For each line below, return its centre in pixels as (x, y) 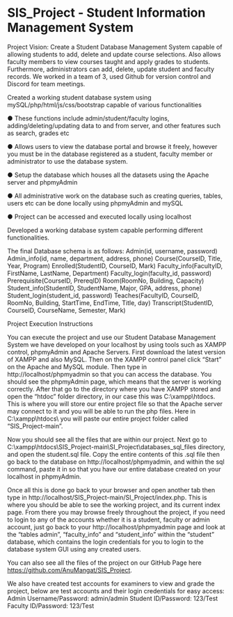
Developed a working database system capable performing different (105, 230)
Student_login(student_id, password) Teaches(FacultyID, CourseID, (103, 295)
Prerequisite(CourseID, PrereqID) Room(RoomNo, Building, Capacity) (106, 281)
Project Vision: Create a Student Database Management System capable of (115, 47)
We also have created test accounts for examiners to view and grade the (111, 584)
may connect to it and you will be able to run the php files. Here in (102, 411)
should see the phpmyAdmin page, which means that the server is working (114, 382)
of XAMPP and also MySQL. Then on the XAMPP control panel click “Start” (114, 359)
